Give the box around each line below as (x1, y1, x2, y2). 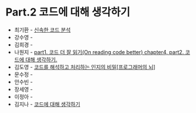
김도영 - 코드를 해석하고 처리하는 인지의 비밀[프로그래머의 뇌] (14, 63, 156, 70)
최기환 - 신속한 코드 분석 (14, 26, 71, 33)
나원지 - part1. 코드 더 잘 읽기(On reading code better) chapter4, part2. (14, 48, 184, 55)
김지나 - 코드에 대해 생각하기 (14, 101, 81, 108)
